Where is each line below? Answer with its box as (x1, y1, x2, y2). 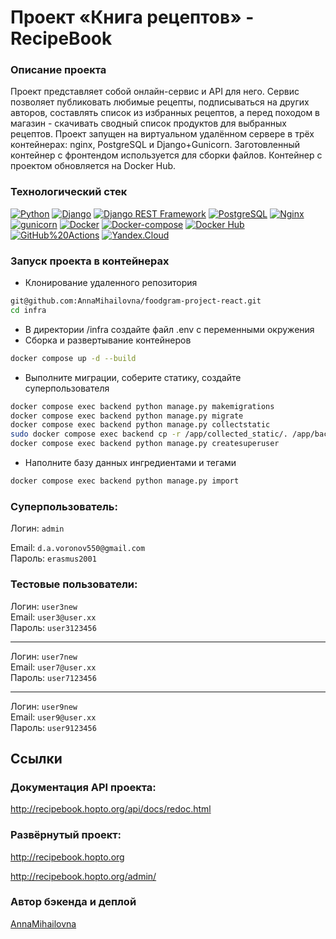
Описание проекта (10, 63, 107, 77)
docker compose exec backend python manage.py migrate (10, 411, 244, 421)
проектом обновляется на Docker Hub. (10, 160, 177, 172)
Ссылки (10, 750, 63, 767)
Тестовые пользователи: (10, 577, 138, 591)
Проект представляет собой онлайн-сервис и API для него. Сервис (10, 86, 300, 98)
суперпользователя (24, 382, 110, 394)
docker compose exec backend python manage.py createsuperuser (10, 439, 280, 449)
